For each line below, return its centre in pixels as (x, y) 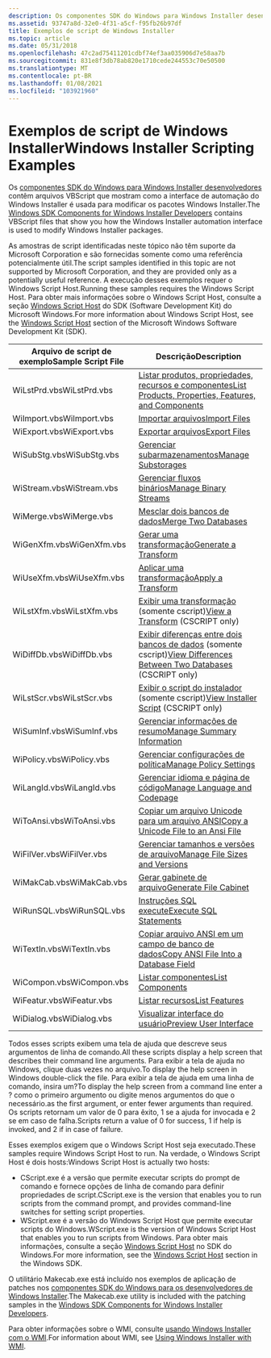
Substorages (163, 465)
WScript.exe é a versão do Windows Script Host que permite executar (136, 1221)
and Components (171, 406)
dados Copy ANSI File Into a (190, 955)
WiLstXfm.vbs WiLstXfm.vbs (65, 612)
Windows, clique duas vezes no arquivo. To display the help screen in (123, 1069)
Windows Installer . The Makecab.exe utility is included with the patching (127, 1297)
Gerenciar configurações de (192, 754)
